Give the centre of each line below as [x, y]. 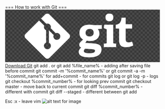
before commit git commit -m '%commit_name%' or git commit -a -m [75, 71]
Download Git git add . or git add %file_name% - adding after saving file [78, 66]
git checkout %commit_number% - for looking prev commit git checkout [78, 82]
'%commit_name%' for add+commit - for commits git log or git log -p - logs [82, 76]
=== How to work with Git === [36, 7]
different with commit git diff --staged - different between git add [71, 92]
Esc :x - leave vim [23, 101]
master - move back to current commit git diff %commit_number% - [74, 87]
